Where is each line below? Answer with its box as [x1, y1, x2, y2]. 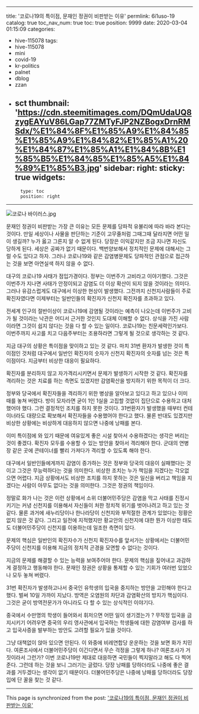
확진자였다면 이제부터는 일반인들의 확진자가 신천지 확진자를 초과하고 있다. [6, 294, 176, 302]
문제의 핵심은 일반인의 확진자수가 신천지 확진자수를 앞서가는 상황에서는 [6, 537, 169, 544]
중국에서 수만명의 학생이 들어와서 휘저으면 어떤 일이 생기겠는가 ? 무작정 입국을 [6, 611, 186, 618]
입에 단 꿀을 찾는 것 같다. [6, 676, 63, 683]
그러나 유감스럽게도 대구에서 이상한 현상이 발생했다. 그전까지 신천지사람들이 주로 [6, 287, 191, 294]
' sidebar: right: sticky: [99, 163, 185, 173]
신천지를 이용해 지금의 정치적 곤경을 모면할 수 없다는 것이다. [21, 544, 159, 551]
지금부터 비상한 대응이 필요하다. [28, 357, 101, 364]
